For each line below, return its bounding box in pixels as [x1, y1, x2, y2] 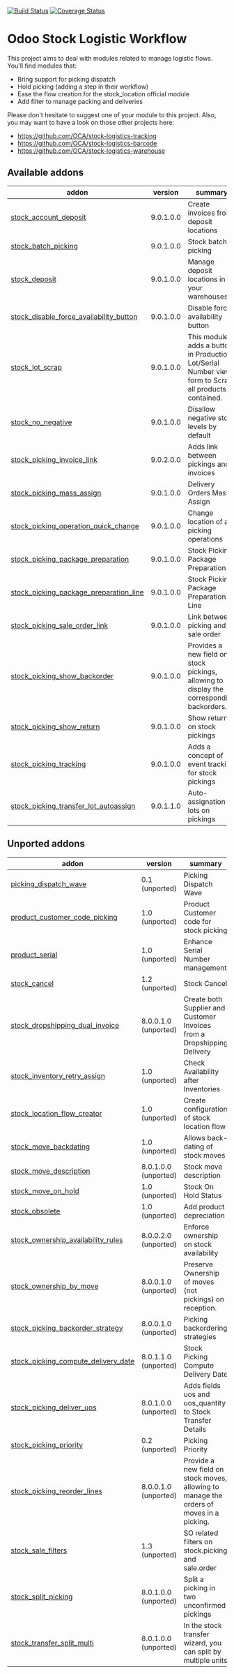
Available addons [7, 167, 84, 179]
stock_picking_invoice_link [10, 454, 97, 464]
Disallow [187, 404, 216, 414]
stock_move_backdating [10, 1142, 91, 1151]
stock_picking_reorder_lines [10, 1486, 102, 1496]
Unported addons [7, 838, 86, 850]
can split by [183, 1647, 221, 1657]
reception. [183, 1303, 217, 1313]
